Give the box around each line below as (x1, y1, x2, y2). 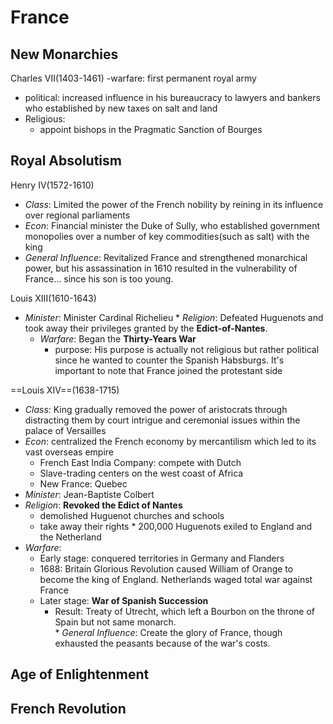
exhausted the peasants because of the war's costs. (54, 637, 271, 649)
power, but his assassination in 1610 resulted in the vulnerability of (24, 262, 298, 274)
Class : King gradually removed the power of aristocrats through (24, 403, 288, 415)
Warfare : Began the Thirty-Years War (39, 332, 197, 345)
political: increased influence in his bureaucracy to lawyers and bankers (24, 92, 321, 103)
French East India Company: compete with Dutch (39, 456, 242, 468)
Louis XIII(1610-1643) (10, 292, 97, 304)
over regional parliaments (24, 209, 131, 221)
